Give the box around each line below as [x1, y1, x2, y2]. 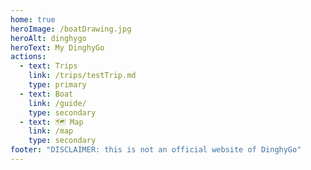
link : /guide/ [28, 98, 87, 108]
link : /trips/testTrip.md [28, 71, 137, 81]
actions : [10, 52, 47, 62]
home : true [10, 14, 56, 25]
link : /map [28, 126, 74, 136]
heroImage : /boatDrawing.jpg [10, 24, 132, 34]
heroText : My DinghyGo [10, 42, 105, 53]
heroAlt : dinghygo [10, 33, 87, 43]
